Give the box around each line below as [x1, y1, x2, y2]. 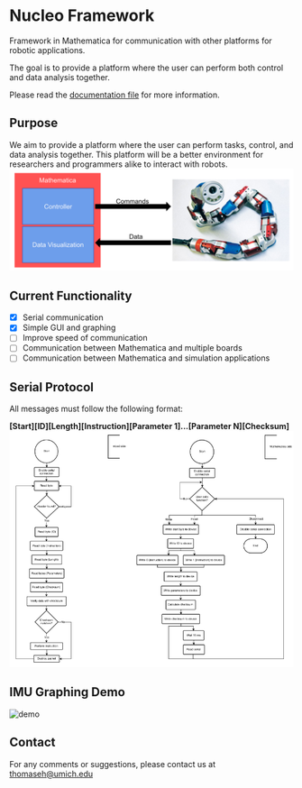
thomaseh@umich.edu [9, 768, 93, 779]
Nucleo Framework [9, 5, 155, 26]
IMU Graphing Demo [9, 684, 126, 700]
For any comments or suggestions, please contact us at [9, 758, 216, 769]
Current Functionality [9, 288, 133, 303]
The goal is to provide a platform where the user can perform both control [9, 62, 284, 73]
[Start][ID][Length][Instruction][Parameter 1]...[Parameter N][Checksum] [9, 421, 290, 432]
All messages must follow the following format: [9, 403, 183, 415]
